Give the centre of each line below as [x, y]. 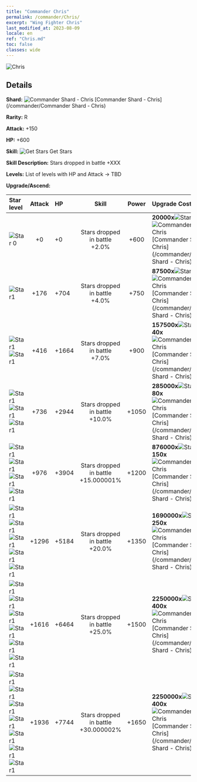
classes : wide [23, 50]
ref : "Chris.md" [26, 39]
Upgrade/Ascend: [28, 185]
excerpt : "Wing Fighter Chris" [44, 22]
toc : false [19, 45]
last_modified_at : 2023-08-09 [43, 28]
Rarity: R [17, 117]
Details [19, 85]
